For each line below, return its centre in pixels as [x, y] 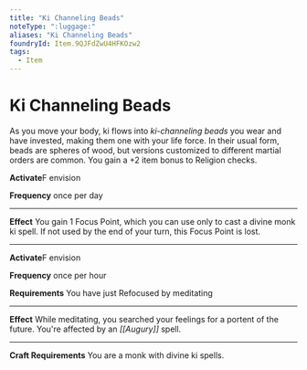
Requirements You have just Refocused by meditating [111, 292]
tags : [20, 52]
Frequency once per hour [58, 275]
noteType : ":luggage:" [53, 26]
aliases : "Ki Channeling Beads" [71, 35]
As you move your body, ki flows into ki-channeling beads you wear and [145, 131]
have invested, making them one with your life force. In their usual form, [145, 140]
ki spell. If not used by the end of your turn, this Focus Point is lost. [135, 231]
